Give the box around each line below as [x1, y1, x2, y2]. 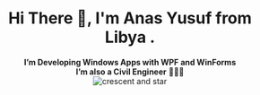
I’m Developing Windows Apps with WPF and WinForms [23, 56, 237, 67]
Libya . [104, 27, 156, 47]
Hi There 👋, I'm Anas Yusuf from [7, 8, 253, 29]
